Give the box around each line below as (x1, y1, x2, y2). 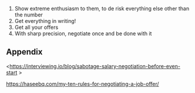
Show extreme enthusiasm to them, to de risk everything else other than (14, 5, 190, 12)
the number (14, 11, 43, 18)
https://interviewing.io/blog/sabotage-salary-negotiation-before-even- (9, 62, 181, 69)
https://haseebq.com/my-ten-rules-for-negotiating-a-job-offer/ (6, 80, 160, 87)
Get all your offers (14, 24, 59, 31)
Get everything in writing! (14, 18, 76, 24)
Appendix (6, 47, 43, 57)
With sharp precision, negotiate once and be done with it (14, 30, 152, 37)
